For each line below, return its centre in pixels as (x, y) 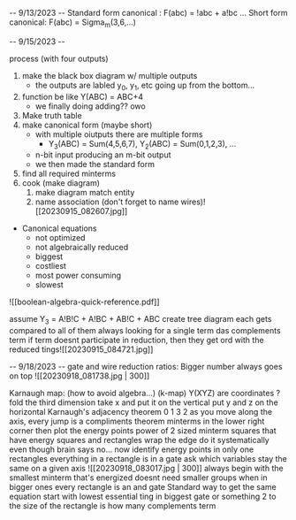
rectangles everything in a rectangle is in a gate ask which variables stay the (148, 459)
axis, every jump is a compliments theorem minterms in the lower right (137, 421)
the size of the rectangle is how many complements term (113, 506)
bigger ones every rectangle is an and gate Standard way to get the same (143, 487)
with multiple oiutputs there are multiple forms (119, 134)
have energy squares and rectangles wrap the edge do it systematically (139, 440)
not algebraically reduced (82, 248)
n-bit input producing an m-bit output (103, 155)
